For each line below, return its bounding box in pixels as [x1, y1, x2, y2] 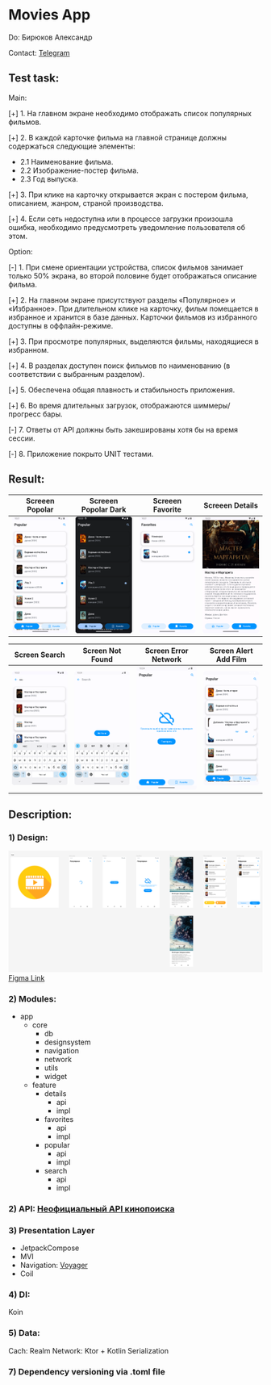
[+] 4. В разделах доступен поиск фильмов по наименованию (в [8, 361, 231, 370]
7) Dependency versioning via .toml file [8, 1366, 165, 1377]
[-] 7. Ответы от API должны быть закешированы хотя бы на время [8, 425, 239, 434]
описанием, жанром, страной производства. [8, 198, 164, 207]
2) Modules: [8, 993, 56, 1004]
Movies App [8, 6, 91, 24]
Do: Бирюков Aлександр [8, 32, 93, 42]
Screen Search [14, 650, 65, 659]
